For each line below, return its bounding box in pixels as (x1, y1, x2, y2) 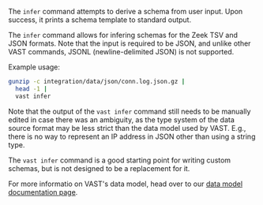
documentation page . (8, 187, 78, 196)
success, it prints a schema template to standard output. (8, 15, 192, 24)
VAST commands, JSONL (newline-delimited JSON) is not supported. (8, 47, 235, 56)
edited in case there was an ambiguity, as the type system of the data (8, 114, 235, 125)
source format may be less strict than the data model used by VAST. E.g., (8, 123, 246, 132)
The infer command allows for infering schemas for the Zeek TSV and (8, 31, 239, 39)
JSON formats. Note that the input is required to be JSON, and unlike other (8, 39, 251, 48)
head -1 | (15, 84, 47, 93)
